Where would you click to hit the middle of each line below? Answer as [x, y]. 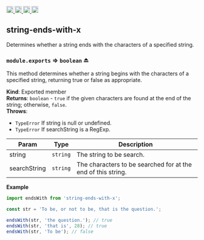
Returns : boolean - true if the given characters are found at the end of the [99, 98]
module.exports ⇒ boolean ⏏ [48, 60]
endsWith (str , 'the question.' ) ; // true [59, 220]
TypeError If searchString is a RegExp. [63, 129]
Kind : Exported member [36, 92]
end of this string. [102, 172]
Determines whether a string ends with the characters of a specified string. [100, 44]
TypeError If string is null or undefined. [63, 123]
